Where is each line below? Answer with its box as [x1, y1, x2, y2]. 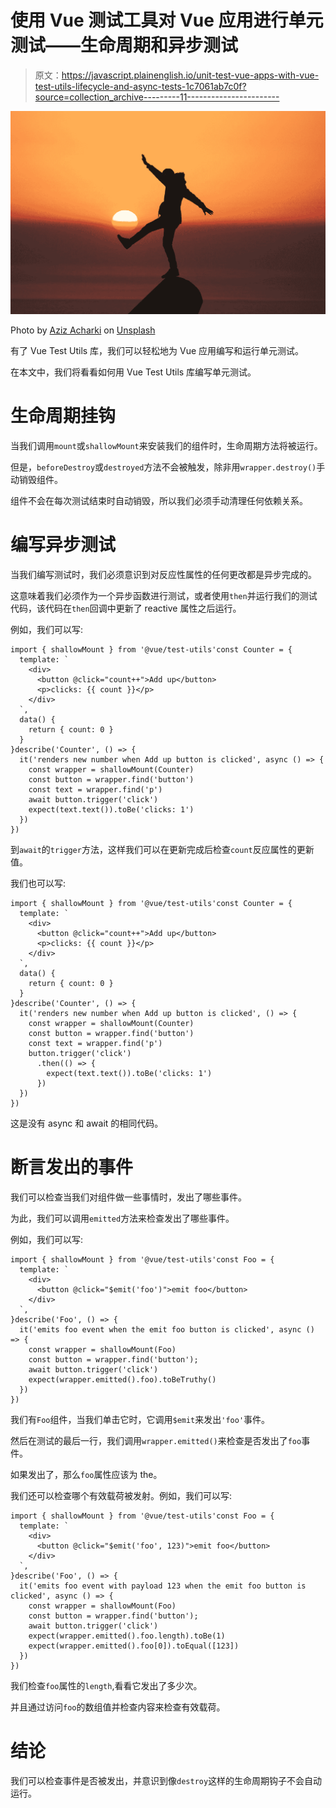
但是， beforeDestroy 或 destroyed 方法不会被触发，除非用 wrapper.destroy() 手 [10, 461, 326, 473]
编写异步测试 [10, 534, 117, 556]
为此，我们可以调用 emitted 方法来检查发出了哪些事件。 [10, 1212, 235, 1225]
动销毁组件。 [10, 474, 63, 486]
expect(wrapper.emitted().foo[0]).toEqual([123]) [28, 1641, 240, 1651]
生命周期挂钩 [10, 405, 117, 428]
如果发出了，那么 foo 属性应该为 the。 [10, 1469, 163, 1481]
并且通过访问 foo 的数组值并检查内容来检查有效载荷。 [10, 1701, 226, 1713]
